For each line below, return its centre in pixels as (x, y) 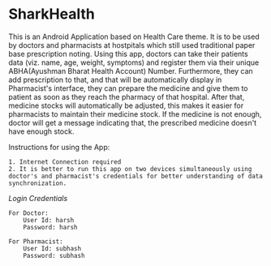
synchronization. (38, 183)
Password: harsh (51, 227)
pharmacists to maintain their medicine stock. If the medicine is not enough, (135, 114)
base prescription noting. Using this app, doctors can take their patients (129, 54)
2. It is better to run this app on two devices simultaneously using (130, 169)
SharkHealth (52, 14)
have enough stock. (41, 131)
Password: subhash (54, 255)
